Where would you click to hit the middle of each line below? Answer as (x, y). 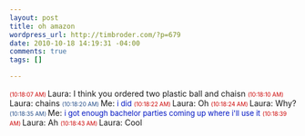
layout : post (34, 18)
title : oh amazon (42, 26)
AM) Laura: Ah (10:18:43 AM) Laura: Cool (76, 122)
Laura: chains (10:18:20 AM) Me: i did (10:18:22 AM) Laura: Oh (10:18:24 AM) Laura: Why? (153, 103)
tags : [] (26, 60)
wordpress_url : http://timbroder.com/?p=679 (95, 34)
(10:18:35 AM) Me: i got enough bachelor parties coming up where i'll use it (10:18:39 (148, 113)
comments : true (38, 52)
